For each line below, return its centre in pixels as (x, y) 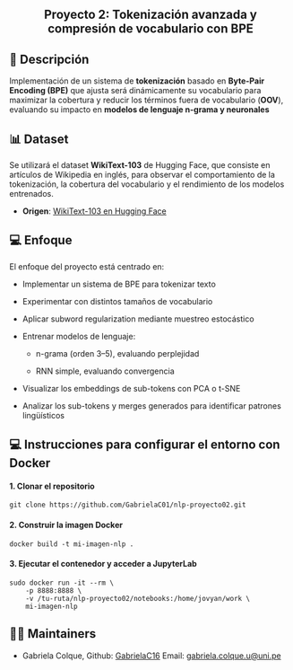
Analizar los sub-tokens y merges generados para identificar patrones (152, 406)
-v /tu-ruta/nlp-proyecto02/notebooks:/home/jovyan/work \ (138, 598)
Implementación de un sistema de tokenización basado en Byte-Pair (137, 81)
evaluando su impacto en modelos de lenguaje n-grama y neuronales (140, 110)
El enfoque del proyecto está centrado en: (87, 266)
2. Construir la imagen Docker (66, 525)
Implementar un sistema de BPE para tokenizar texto (119, 284)
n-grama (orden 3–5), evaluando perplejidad (117, 353)
